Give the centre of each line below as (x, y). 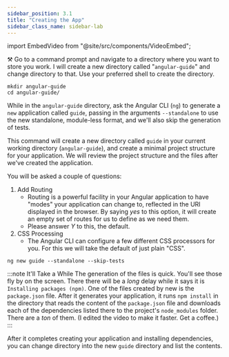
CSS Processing (40, 234)
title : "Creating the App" (46, 20)
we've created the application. (50, 163)
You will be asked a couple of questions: (64, 176)
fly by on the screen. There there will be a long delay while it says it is (106, 281)
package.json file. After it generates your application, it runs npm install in (113, 296)
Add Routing (35, 190)
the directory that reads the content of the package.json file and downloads (114, 303)
